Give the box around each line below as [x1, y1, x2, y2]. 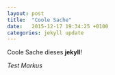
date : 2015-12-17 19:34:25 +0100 [7, 23, 109, 30]
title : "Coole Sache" [7, 17, 72, 23]
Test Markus [7, 61, 43, 69]
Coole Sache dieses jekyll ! [7, 48, 83, 56]
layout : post [7, 10, 44, 17]
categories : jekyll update [7, 29, 84, 36]
